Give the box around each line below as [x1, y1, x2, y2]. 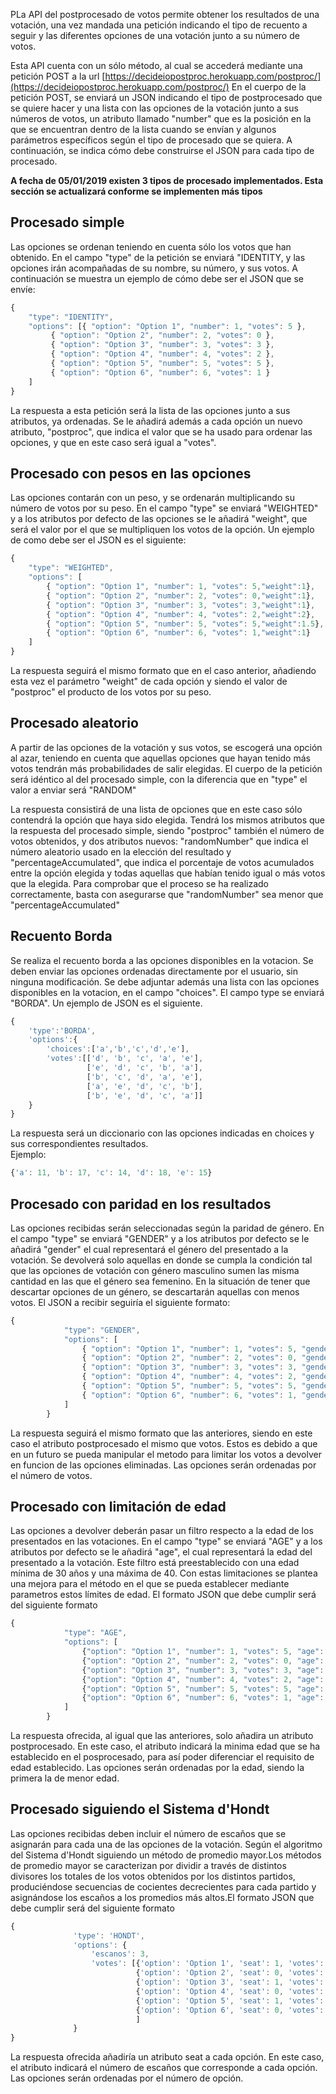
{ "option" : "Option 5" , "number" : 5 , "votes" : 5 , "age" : [81, 1684, 325, 1694]
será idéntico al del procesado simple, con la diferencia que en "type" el [10, 773, 308, 785]
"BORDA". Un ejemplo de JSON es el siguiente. [10, 997, 203, 1009]
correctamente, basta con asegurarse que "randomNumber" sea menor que [10, 888, 324, 900]
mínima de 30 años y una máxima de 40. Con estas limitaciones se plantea [10, 1567, 318, 1579]
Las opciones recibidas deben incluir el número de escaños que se [10, 1827, 287, 1839]
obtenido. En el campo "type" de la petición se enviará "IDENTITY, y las [10, 251, 306, 263]
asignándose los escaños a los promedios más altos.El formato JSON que [10, 1891, 315, 1903]
